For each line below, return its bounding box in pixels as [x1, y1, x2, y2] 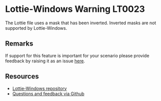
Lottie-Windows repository [12, 85, 67, 91]
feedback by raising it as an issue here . [5, 58, 85, 64]
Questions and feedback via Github [12, 91, 85, 97]
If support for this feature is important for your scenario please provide [5, 52, 150, 58]
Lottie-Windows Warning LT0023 [5, 3, 145, 15]
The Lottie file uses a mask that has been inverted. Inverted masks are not [5, 20, 157, 26]
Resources [5, 72, 39, 81]
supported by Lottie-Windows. [5, 25, 67, 31]
